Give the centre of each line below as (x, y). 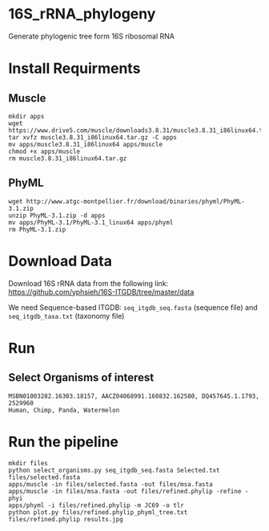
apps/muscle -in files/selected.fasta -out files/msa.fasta (111, 484)
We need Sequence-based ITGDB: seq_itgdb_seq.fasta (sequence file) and (133, 307)
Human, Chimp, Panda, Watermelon (64, 410)
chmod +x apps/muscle (44, 151)
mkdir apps (26, 116)
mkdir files (28, 463)
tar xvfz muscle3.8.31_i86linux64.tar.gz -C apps (93, 137)
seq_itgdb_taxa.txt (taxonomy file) (66, 316)
